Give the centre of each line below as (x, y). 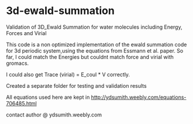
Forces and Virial (26, 33)
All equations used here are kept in (48, 97)
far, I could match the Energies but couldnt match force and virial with (90, 57)
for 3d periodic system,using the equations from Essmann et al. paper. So (95, 50)
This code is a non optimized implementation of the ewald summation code (96, 44)
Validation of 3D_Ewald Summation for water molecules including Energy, (94, 27)
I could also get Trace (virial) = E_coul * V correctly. (68, 74)
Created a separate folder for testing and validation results (77, 85)
